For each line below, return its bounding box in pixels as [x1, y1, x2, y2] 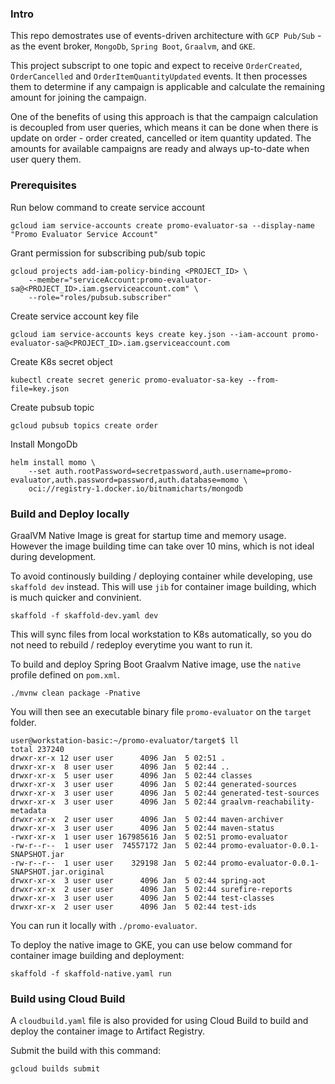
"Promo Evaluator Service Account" [10, 229, 159, 239]
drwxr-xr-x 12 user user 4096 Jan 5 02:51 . [10, 753, 226, 763]
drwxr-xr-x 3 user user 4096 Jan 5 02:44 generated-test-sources [10, 788, 320, 798]
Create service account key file [10, 310, 139, 322]
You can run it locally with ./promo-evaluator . [10, 919, 198, 931]
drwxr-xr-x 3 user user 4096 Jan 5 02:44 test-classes [10, 893, 275, 903]
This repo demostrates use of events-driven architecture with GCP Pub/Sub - [10, 30, 322, 42]
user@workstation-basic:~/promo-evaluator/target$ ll [10, 735, 240, 746]
